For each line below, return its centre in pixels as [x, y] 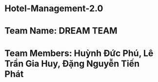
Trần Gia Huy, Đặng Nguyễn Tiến [72, 63]
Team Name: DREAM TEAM [61, 31]
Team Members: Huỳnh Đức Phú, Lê [79, 53]
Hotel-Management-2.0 [54, 9]
